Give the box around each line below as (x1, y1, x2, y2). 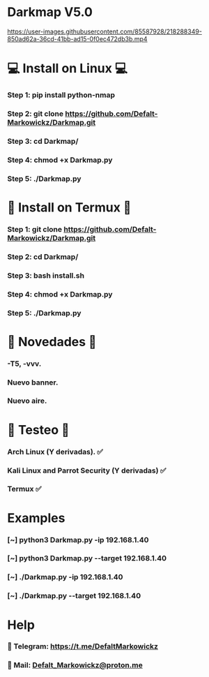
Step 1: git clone (7, 224, 63, 234)
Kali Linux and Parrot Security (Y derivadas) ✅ (7, 466, 167, 475)
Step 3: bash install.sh (7, 270, 85, 280)
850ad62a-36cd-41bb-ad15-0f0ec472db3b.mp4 (7, 34, 148, 43)
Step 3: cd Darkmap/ (7, 136, 79, 146)
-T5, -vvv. (7, 359, 42, 369)
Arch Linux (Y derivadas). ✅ (7, 447, 103, 456)
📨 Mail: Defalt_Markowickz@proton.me (7, 660, 143, 670)
